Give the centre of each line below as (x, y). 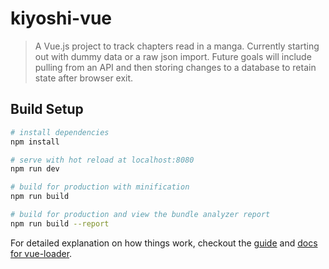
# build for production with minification (100, 187)
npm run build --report (60, 223)
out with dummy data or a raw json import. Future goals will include (173, 56)
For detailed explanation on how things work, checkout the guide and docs (164, 243)
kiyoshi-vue (61, 18)
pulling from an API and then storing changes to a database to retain (175, 67)
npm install (35, 142)
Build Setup (47, 109)
